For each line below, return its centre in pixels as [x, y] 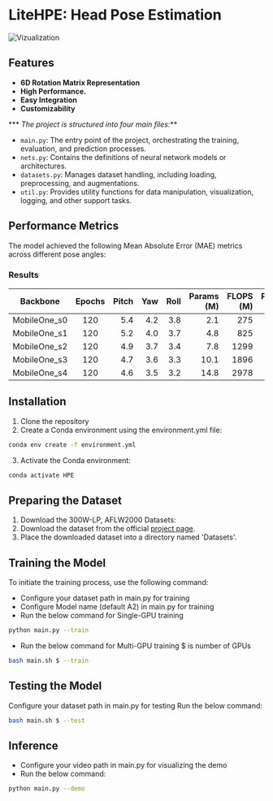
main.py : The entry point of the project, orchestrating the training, [130, 140]
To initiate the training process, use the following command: [108, 582]
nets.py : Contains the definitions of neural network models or [123, 157]
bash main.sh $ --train [49, 660]
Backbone [40, 301]
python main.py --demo [47, 789]
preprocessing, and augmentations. [80, 183]
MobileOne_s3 [40, 359]
